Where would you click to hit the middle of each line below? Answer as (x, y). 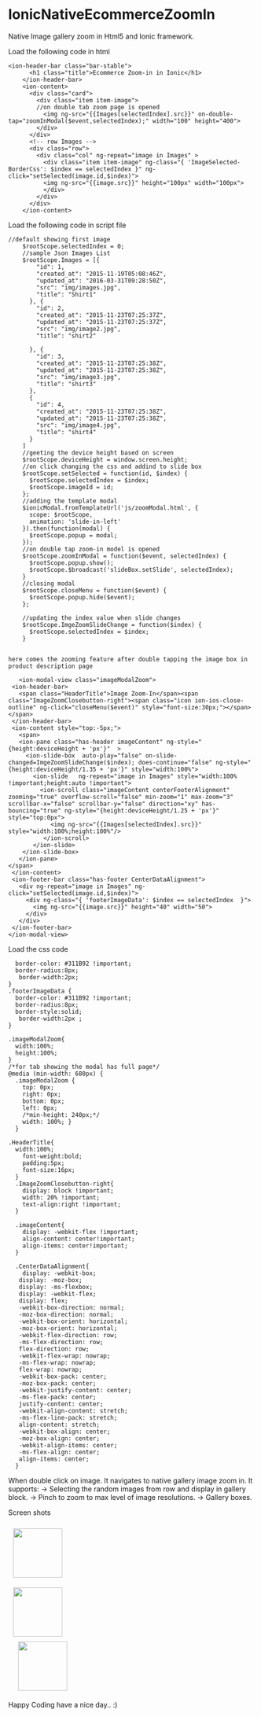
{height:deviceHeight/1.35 (52, 769)
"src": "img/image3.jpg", (79, 377)
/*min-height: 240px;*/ (61, 1115)
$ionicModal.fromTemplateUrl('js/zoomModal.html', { (110, 508)
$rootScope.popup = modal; (73, 535)
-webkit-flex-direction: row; (68, 1335)
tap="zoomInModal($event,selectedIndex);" (79, 121)
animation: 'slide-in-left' (75, 521)
